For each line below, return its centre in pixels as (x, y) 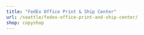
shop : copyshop (25, 23)
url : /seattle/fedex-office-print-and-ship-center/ (72, 17)
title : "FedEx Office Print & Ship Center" (61, 12)
